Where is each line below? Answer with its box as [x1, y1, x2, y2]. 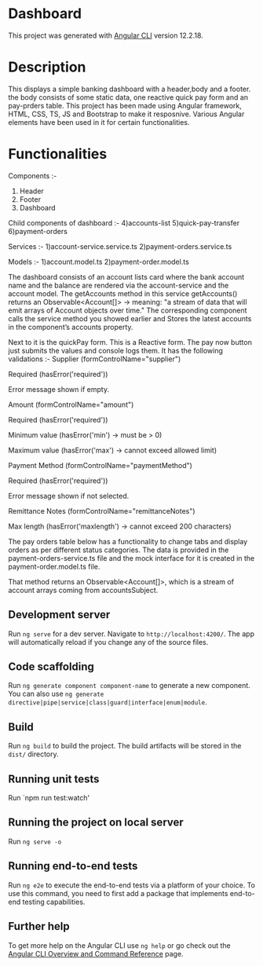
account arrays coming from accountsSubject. [8, 585, 159, 595]
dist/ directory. [8, 749, 59, 759]
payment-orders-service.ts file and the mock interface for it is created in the [8, 553, 255, 562]
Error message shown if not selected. [8, 491, 130, 500]
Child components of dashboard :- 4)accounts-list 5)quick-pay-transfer [8, 218, 240, 228]
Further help [8, 920, 71, 933]
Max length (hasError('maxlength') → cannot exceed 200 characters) [8, 521, 232, 531]
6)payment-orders [8, 226, 68, 236]
